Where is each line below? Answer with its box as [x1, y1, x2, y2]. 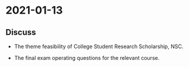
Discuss [5, 27, 36, 37]
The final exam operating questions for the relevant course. [14, 55, 160, 61]
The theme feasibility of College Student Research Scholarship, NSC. [14, 43, 184, 50]
